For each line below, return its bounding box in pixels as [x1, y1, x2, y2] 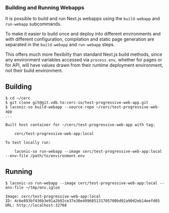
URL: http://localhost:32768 [5, 202, 67, 208]
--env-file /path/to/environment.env [5, 154, 85, 159]
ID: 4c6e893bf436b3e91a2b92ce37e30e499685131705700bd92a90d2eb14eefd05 [5, 198, 160, 203]
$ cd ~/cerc [5, 96, 30, 101]
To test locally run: [5, 140, 51, 146]
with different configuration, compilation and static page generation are [5, 36, 155, 42]
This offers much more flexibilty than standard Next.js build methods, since [5, 51, 162, 57]
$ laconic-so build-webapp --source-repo [5, 104, 94, 110]
